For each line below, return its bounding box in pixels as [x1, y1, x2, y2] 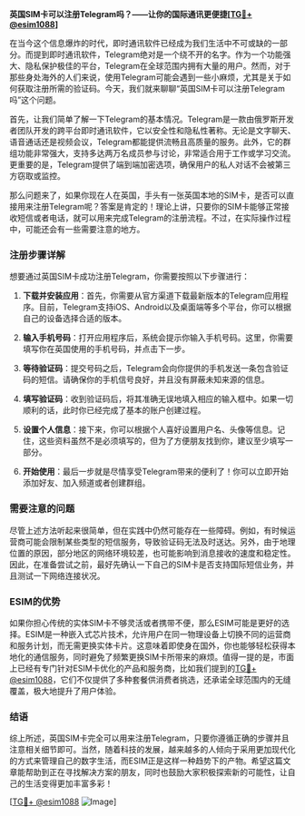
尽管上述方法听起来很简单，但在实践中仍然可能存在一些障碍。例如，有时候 [9, 525, 288, 536]
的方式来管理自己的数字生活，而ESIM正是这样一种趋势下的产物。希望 [9, 755, 268, 766]
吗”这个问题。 [9, 94, 62, 105]
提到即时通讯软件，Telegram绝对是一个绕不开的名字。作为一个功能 [33, 49, 283, 60]
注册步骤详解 [9, 249, 66, 261]
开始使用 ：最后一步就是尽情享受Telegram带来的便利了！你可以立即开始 [22, 467, 289, 477]
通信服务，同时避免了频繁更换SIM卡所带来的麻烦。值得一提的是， [33, 651, 279, 662]
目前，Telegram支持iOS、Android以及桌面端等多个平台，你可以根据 [38, 301, 292, 312]
